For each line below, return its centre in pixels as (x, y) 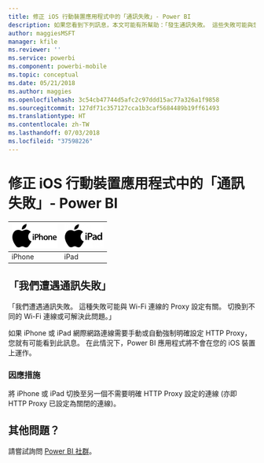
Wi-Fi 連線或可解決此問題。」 (70, 316)
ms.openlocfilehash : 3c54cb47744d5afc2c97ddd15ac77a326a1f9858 (114, 100)
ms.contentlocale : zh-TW (49, 125)
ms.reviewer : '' (35, 50)
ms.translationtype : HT (47, 117)
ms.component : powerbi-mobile (58, 67)
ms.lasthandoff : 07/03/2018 (54, 133)
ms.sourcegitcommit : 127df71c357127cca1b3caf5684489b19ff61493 (114, 108)
